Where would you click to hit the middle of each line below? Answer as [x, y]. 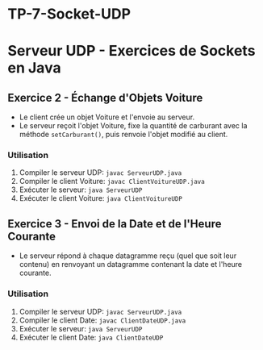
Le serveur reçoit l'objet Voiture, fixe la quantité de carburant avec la [133, 126]
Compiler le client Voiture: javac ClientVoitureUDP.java [112, 181]
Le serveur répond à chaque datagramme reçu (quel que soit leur [128, 256]
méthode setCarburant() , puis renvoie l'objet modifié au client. [123, 135]
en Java [34, 68]
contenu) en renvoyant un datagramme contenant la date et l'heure [131, 265]
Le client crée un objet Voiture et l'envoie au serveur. [107, 117]
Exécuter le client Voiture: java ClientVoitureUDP [101, 198]
